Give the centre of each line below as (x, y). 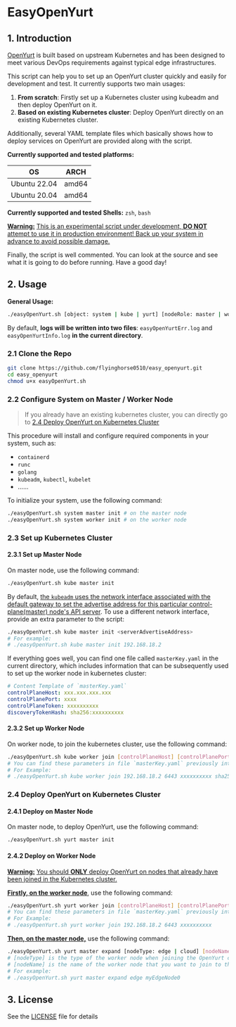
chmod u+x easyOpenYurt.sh (47, 381)
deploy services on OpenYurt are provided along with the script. (100, 141)
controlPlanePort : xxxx (42, 700)
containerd (33, 457)
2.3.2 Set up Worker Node (46, 729)
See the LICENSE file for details (53, 1016)
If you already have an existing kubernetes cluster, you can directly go (126, 414)
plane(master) (27, 611)
